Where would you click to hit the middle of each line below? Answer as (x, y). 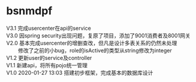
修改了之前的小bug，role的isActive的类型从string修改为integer (95, 50)
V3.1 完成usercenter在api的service (49, 28)
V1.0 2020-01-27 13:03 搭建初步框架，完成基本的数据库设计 (80, 72)
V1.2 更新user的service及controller (49, 58)
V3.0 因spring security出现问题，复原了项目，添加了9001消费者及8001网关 (98, 35)
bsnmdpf (29, 11)
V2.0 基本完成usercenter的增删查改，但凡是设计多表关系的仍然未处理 (92, 43)
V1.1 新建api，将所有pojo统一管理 (47, 65)
